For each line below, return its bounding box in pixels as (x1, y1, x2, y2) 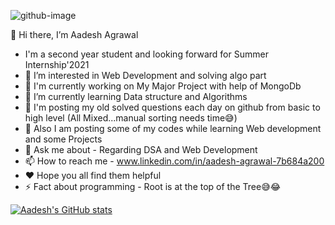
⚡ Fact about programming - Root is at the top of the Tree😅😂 (24, 181, 282, 192)
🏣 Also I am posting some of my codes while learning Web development (24, 123, 322, 134)
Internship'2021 (24, 59, 90, 70)
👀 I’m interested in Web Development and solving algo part (24, 70, 267, 81)
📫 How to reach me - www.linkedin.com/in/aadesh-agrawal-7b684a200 (24, 155, 325, 167)
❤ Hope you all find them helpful (24, 170, 162, 181)
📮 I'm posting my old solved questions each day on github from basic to (24, 101, 321, 113)
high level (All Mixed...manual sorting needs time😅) (24, 112, 238, 124)
